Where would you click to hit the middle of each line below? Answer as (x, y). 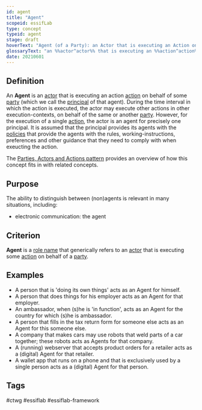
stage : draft (23, 40)
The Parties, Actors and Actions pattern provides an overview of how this (97, 159)
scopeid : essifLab (29, 23)
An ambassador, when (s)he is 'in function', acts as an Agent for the (99, 309)
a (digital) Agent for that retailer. (54, 354)
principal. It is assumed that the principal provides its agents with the (91, 128)
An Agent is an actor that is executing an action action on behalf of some (97, 96)
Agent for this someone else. (51, 328)
